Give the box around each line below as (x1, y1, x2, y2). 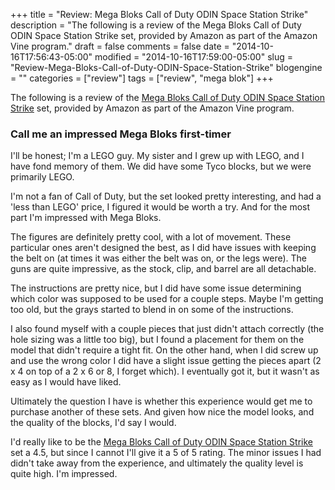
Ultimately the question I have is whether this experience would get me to (10, 395, 313, 408)
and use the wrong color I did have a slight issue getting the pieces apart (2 (10, 355, 322, 367)
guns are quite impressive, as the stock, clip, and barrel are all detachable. (10, 263, 317, 275)
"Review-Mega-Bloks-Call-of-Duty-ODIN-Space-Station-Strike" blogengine (10, 62, 323, 73)
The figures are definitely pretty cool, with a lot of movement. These (10, 231, 292, 243)
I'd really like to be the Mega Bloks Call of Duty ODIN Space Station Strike (10, 436, 313, 448)
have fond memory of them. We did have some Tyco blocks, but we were (10, 160, 312, 173)
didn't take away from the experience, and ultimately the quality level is (10, 457, 304, 469)
